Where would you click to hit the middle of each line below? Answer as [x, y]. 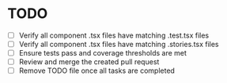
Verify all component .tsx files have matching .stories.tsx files [119, 44]
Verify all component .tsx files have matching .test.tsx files [114, 35]
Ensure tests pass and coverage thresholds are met [103, 53]
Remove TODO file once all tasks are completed [97, 70]
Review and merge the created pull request [89, 62]
